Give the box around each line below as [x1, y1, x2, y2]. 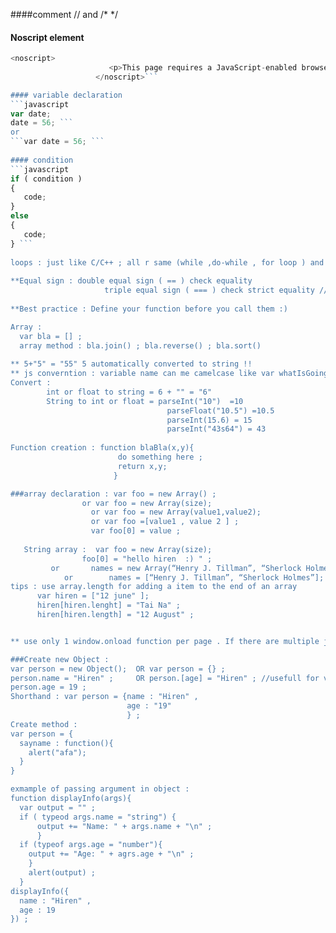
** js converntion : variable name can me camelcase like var [10, 369, 275, 379]
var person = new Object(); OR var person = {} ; [10, 664, 226, 674]
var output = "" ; [19, 802, 97, 813]
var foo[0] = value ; [90, 526, 182, 536]
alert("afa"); [28, 747, 87, 758]
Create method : [10, 719, 78, 729]
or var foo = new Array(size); [81, 498, 213, 508]
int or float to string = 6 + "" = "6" [46, 387, 213, 397]
